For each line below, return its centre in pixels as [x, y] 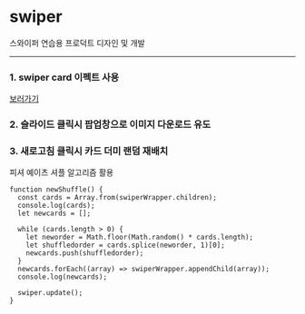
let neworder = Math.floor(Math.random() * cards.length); [140, 238]
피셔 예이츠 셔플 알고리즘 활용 [62, 172]
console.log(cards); [56, 206]
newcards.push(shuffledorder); [85, 253]
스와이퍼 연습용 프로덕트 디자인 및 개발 [77, 43]
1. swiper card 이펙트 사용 [64, 77]
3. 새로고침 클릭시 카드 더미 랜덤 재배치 [89, 152]
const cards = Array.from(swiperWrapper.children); [118, 198]
